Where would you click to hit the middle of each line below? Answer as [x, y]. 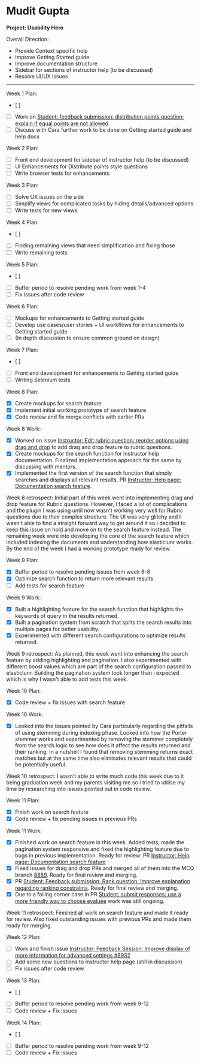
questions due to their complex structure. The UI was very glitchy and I [94, 517]
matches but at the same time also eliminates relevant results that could [103, 758]
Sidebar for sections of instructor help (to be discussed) [84, 69]
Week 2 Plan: [22, 148]
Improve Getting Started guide [52, 57]
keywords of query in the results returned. [67, 616]
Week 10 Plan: [23, 690]
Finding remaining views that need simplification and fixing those [95, 245]
